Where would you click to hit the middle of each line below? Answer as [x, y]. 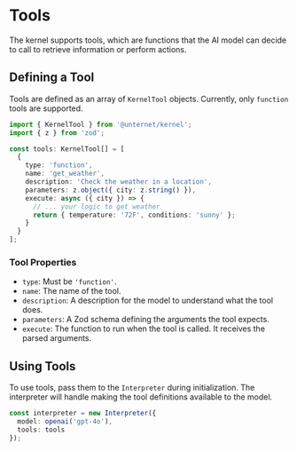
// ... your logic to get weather [97, 206]
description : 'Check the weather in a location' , [119, 182]
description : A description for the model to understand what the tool [147, 301]
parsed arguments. [57, 338]
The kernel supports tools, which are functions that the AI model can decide [148, 40]
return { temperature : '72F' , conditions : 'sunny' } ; [134, 215]
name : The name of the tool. [71, 291]
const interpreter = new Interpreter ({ [83, 414]
